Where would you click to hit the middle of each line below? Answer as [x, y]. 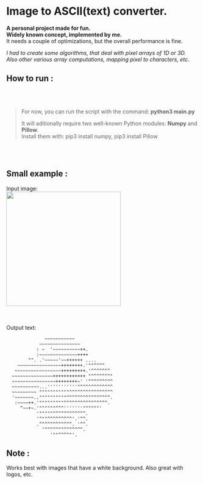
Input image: [22, 188]
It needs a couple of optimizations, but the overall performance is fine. [94, 41]
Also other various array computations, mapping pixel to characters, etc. [98, 59]
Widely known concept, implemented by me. [64, 34]
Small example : [37, 174]
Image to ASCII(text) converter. [87, 11]
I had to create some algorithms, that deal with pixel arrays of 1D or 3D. [96, 52]
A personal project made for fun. [48, 28]
